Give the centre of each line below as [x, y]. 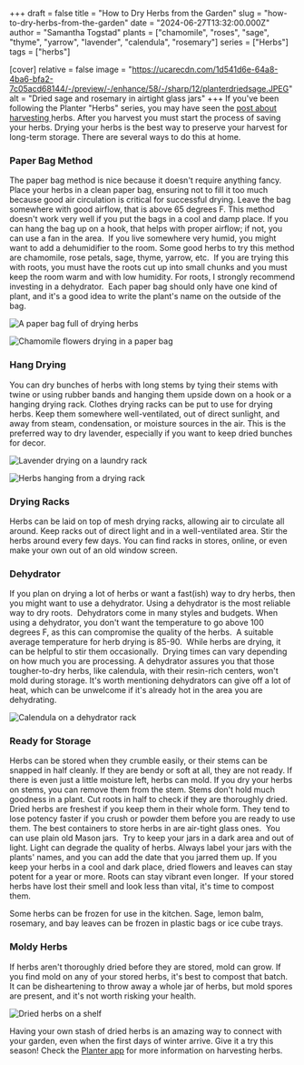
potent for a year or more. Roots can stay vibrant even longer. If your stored [152, 877]
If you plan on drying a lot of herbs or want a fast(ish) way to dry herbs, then [152, 594]
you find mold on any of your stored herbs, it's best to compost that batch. [149, 976]
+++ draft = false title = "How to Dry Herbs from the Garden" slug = [136, 13]
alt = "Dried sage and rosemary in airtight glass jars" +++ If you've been [144, 98]
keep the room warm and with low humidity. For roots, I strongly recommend [152, 277]
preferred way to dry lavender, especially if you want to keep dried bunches [151, 433]
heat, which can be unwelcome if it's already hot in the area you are [136, 690]
